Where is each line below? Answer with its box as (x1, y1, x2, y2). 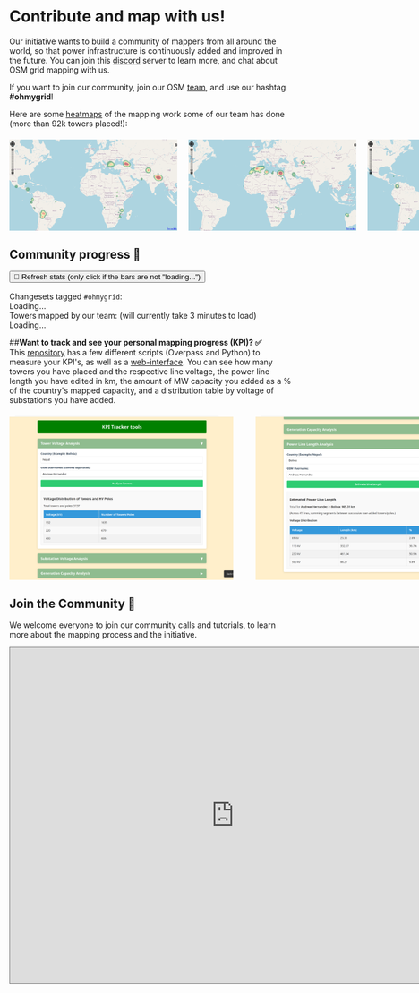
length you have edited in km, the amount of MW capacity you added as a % (9, 375, 292, 386)
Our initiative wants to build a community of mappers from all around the (9, 36, 277, 47)
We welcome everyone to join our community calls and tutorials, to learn (9, 620, 276, 630)
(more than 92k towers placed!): (9, 118, 128, 129)
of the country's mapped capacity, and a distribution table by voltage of (9, 385, 275, 396)
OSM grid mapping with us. (9, 64, 110, 75)
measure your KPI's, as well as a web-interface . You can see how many (9, 356, 273, 367)
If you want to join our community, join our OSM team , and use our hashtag (9, 81, 286, 92)
